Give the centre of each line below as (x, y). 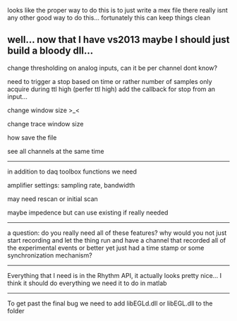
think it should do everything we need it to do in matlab (87, 283)
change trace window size (45, 123)
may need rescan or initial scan (53, 199)
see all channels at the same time (56, 151)
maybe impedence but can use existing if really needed (88, 212)
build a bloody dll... (50, 51)
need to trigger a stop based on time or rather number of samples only (110, 81)
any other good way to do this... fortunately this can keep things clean (109, 18)
